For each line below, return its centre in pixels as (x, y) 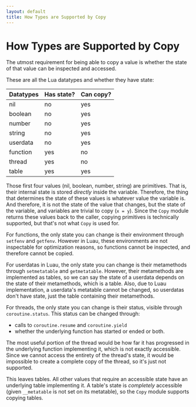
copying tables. (25, 398)
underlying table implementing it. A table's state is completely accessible (94, 385)
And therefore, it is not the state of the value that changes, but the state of (96, 205)
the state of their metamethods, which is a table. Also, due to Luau (86, 283)
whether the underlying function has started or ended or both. (90, 331)
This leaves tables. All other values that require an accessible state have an (97, 379)
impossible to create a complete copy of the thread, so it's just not (86, 362)
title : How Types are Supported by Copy (56, 17)
